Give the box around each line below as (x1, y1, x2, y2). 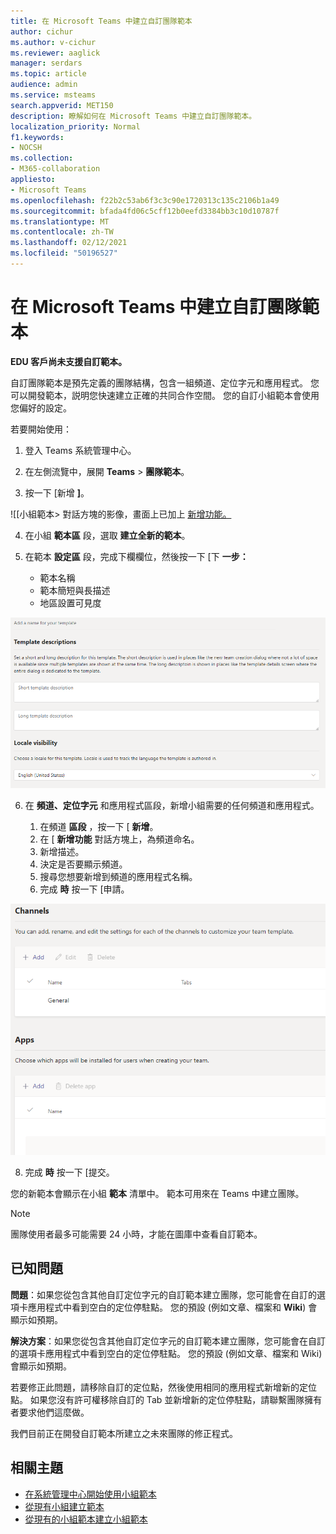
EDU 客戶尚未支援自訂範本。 (10, 355, 128, 367)
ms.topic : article (10, 69, 87, 79)
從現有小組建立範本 (24, 1500, 105, 1512)
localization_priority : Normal (10, 121, 141, 132)
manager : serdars (10, 58, 83, 69)
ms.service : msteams (10, 90, 97, 100)
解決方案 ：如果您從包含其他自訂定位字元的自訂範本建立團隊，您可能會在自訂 (10, 1335, 326, 1347)
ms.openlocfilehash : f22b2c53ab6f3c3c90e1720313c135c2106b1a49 (10, 195, 280, 205)
